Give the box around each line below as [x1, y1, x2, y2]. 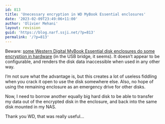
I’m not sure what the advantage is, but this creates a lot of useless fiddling [5, 73, 157, 79]
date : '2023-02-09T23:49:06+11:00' [5, 16, 78, 21]
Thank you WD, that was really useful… [5, 113, 84, 119]
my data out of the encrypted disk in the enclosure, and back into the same [5, 98, 157, 104]
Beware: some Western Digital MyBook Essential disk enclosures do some [5, 48, 155, 54]
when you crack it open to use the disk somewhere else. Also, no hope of [5, 78, 154, 84]
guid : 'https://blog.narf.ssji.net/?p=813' [5, 30, 96, 35]
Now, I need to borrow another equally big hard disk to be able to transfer [5, 93, 154, 99]
